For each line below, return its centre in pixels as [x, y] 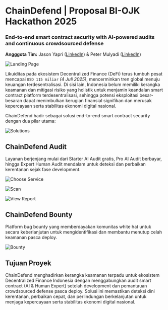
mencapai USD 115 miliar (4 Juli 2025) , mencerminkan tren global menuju [83, 79]
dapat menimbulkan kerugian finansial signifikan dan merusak [88, 101]
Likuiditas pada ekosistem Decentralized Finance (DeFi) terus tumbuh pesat [84, 74]
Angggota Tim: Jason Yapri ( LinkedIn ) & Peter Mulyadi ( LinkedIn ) [73, 54]
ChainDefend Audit [36, 147]
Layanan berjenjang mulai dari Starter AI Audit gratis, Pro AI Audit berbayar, [84, 159]
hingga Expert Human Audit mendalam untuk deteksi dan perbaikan [76, 164]
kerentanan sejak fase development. [43, 170]
